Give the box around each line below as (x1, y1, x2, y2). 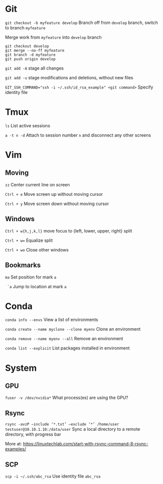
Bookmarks (5, 261, 41, 270)
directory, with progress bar (5, 432, 61, 438)
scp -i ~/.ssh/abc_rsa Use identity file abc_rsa (5, 473, 101, 479)
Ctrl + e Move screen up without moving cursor (5, 191, 103, 197)
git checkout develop (5, 44, 49, 48)
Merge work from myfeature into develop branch (5, 34, 102, 40)
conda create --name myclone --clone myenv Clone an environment (5, 326, 141, 332)
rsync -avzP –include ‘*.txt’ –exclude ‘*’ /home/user (5, 422, 119, 427)
